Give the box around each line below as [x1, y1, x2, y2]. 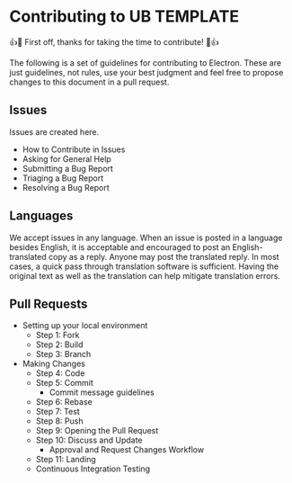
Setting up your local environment [22, 320, 148, 331]
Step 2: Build [35, 339, 84, 350]
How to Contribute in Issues [22, 144, 126, 155]
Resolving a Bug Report [22, 182, 110, 192]
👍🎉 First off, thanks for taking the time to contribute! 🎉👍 [9, 36, 219, 47]
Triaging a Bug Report [22, 173, 104, 183]
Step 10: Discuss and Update [35, 434, 143, 446]
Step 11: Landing [35, 454, 96, 465]
